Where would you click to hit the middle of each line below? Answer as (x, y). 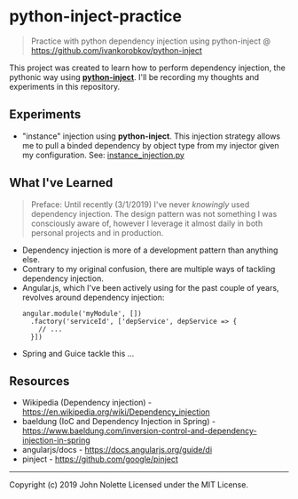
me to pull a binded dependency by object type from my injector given (150, 145)
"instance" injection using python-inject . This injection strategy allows (151, 136)
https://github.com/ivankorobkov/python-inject (116, 50)
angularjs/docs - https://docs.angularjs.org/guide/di (117, 450)
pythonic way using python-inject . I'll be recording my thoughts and (134, 76)
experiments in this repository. (65, 86)
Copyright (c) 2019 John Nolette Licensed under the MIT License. (129, 485)
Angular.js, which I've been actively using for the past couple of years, (150, 287)
